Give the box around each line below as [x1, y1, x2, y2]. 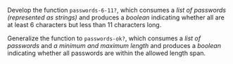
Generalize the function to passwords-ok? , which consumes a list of [7, 34, 201, 42]
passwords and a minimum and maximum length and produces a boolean [7, 42, 222, 49]
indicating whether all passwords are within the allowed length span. [7, 49, 206, 57]
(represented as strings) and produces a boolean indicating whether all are [7, 13, 225, 22]
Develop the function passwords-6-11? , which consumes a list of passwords [7, 6, 227, 14]
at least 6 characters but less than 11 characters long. [7, 21, 162, 29]
